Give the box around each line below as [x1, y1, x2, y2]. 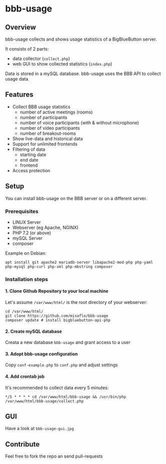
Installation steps [5, 276, 48, 283]
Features [5, 91, 33, 99]
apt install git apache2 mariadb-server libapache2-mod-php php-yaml [5, 260, 153, 265]
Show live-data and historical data [12, 136, 83, 142]
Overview [5, 23, 36, 32]
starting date [19, 151, 46, 158]
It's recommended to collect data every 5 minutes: [5, 384, 109, 390]
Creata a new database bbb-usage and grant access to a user [5, 339, 131, 345]
